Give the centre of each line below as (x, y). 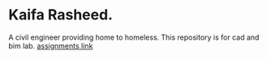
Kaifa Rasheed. (61, 15)
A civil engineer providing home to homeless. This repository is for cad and (134, 37)
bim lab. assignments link (51, 45)
